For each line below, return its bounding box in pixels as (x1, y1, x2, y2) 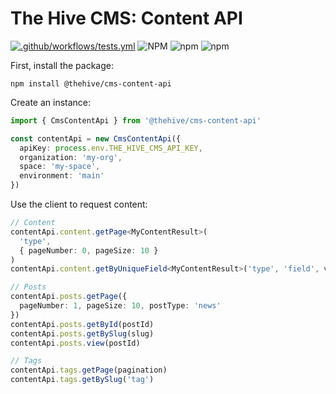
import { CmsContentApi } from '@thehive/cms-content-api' (10, 115, 262, 126)
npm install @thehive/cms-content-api (10, 78, 172, 89)
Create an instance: (10, 96, 92, 108)
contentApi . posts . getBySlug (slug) (10, 328, 155, 339)
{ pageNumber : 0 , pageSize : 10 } (19, 245, 159, 256)
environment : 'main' (19, 171, 105, 181)
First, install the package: (10, 59, 114, 71)
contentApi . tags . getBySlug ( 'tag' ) (10, 375, 155, 385)
